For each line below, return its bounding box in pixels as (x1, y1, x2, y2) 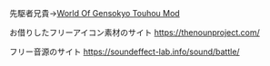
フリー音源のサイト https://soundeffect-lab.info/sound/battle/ (9, 46, 240, 57)
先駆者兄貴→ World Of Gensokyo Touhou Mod (9, 8, 180, 18)
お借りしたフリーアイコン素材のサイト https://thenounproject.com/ (9, 27, 261, 38)
